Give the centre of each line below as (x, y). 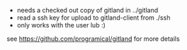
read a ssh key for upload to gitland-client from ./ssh (93, 18)
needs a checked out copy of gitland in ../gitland (87, 10)
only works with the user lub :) (61, 25)
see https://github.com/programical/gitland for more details (93, 39)
